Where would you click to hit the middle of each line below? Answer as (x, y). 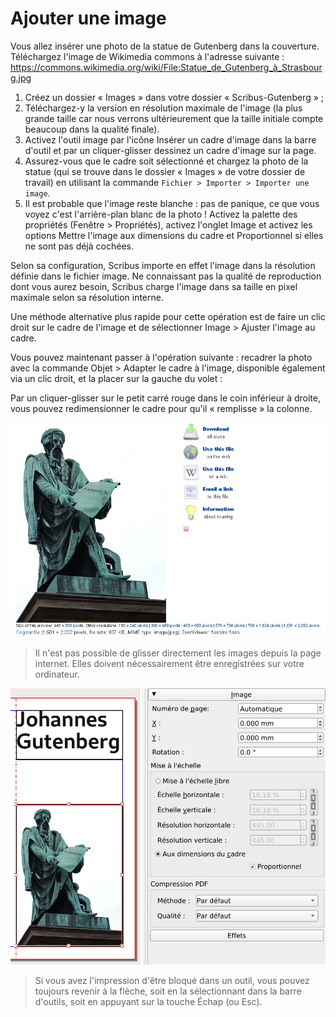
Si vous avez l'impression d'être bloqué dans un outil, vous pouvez (172, 980)
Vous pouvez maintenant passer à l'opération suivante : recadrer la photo (161, 357)
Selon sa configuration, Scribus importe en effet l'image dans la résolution (163, 265)
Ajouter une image (88, 18)
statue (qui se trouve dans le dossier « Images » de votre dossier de (165, 171)
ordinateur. (57, 674)
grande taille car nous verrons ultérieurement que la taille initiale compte (174, 118)
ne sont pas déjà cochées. (79, 246)
